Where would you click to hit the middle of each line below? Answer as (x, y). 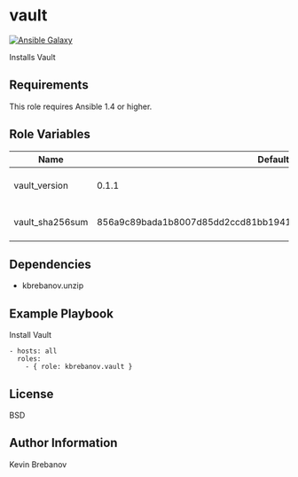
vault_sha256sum (51, 222)
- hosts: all (33, 351)
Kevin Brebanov (38, 464)
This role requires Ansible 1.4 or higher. (81, 106)
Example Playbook (61, 313)
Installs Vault (32, 57)
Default (274, 159)
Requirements (49, 85)
